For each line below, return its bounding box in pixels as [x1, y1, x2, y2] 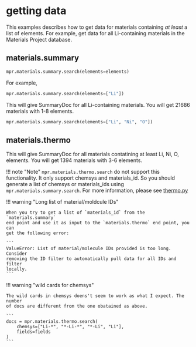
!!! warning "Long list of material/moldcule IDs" [6, 198, 119, 205]
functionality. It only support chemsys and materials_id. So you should [6, 174, 176, 181]
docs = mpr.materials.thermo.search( [6, 319, 98, 325]
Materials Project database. [6, 36, 73, 43]
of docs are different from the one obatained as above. [6, 304, 148, 309]
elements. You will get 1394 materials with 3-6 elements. [6, 157, 142, 164]
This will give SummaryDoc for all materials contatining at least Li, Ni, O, [6, 151, 180, 158]
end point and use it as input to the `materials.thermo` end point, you [6, 220, 190, 226]
